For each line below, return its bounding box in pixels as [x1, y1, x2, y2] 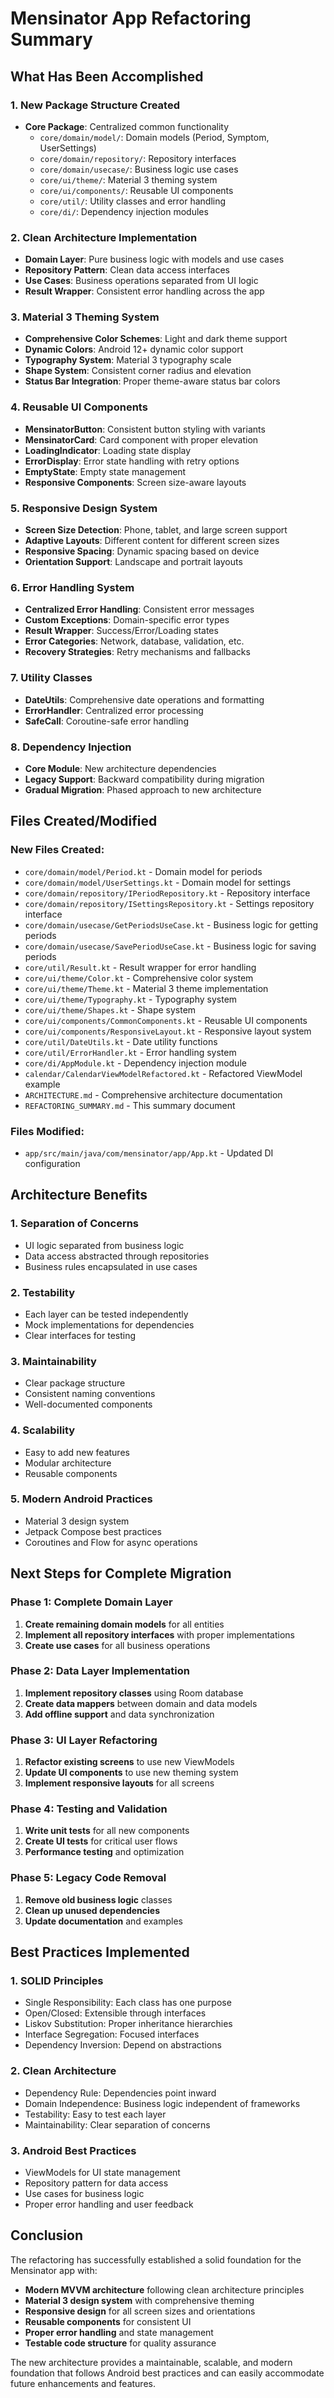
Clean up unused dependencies [24, 1904, 161, 1916]
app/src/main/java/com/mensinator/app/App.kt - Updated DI [24, 1147, 274, 1159]
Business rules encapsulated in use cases [24, 1260, 198, 1272]
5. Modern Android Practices [10, 1492, 153, 1506]
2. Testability [10, 1285, 76, 1299]
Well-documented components [24, 1398, 153, 1411]
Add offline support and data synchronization [24, 1708, 215, 1720]
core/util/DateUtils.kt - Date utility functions [24, 1035, 218, 1047]
